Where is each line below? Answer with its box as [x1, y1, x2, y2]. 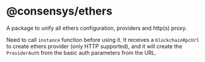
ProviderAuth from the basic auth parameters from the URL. [6, 49, 157, 56]
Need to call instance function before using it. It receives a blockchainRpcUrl [6, 36, 199, 43]
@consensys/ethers [6, 4, 113, 18]
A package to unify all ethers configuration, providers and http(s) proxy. [6, 24, 187, 32]
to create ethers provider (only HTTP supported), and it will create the [6, 43, 182, 50]
